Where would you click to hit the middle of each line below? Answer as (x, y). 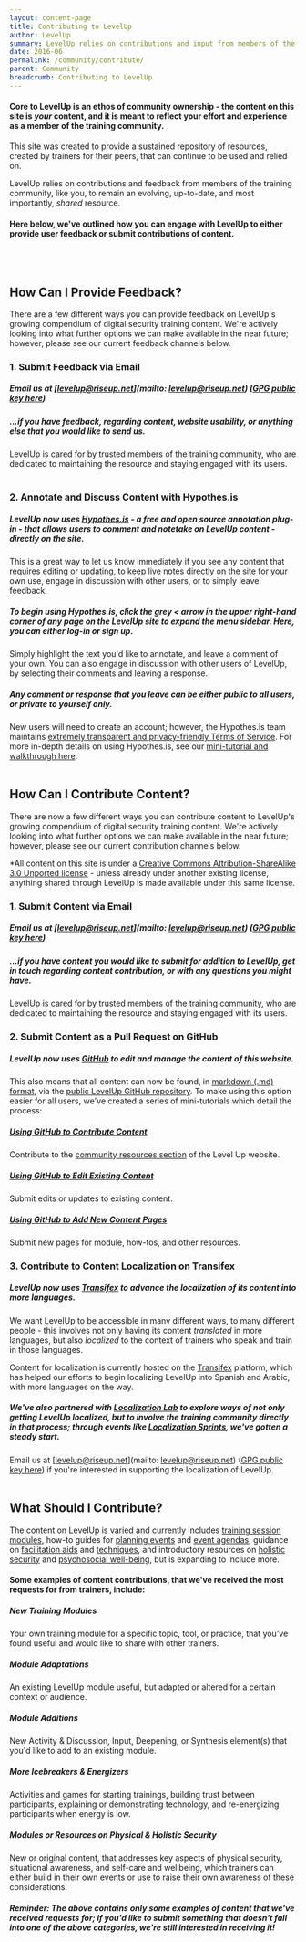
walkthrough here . (44, 756)
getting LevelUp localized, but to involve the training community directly (149, 1418)
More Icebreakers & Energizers (69, 1771)
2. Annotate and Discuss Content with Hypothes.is (124, 497)
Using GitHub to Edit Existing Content (82, 1176)
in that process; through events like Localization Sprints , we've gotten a (149, 1427)
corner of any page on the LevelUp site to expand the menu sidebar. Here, (152, 621)
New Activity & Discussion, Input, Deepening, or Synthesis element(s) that (148, 1741)
